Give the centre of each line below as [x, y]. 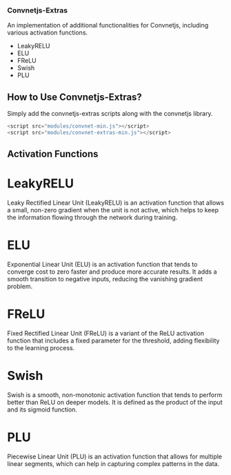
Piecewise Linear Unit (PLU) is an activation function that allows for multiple [115, 456]
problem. [20, 286]
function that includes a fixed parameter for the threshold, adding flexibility [113, 341]
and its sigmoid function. [42, 410]
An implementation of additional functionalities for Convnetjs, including [108, 26]
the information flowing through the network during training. [92, 218]
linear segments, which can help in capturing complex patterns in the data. [113, 463]
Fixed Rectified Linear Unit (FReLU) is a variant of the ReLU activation [106, 334]
